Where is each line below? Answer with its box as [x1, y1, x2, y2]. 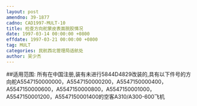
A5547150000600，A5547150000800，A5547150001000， [6, 85, 155, 93]
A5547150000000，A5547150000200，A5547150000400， [16, 78, 167, 85]
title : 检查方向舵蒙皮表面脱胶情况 [6, 25, 83, 32]
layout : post [6, 8, 39, 15]
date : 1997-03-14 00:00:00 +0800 [6, 31, 90, 37]
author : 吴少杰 [6, 53, 41, 59]
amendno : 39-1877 [6, 14, 50, 20]
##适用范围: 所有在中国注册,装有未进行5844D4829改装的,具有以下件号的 [6, 70, 186, 78]
